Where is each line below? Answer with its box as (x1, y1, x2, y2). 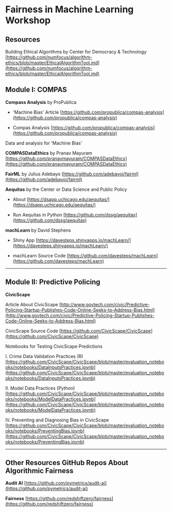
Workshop (5, 14, 51, 26)
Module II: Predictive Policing (5, 278, 101, 287)
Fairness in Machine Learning (5, 4, 134, 15)
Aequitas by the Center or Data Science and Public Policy (5, 186, 127, 192)
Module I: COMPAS (5, 85, 68, 94)
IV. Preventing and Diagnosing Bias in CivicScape (5, 417, 109, 423)
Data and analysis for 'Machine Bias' (5, 140, 82, 146)
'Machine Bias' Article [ (12, 109, 62, 115)
